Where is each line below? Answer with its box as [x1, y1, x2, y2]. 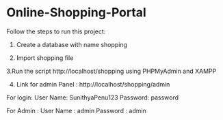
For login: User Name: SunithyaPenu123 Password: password [6, 93, 179, 102]
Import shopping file [16, 53, 74, 62]
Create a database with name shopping [16, 40, 128, 48]
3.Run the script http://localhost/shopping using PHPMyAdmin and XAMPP [6, 67, 217, 75]
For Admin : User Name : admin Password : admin [6, 106, 146, 115]
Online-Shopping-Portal [6, 5, 146, 20]
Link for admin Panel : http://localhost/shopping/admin [16, 80, 170, 88]
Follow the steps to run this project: [6, 27, 106, 35]
